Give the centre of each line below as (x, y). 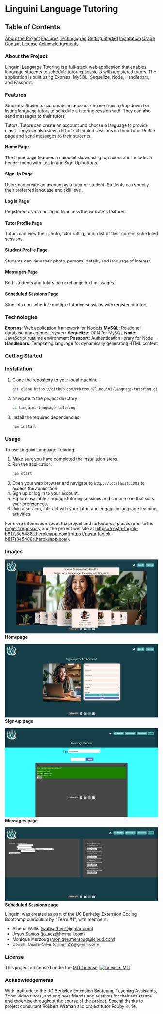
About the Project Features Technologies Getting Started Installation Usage (80, 38)
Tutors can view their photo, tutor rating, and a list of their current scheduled (81, 234)
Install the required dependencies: (46, 417)
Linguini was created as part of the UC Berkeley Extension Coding (71, 914)
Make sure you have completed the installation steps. (65, 459)
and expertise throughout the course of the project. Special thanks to (74, 1001)
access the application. (35, 488)
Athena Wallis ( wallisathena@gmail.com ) (53, 929)
